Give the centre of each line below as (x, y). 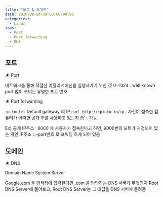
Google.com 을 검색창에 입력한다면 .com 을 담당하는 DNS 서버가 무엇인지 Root (82, 183)
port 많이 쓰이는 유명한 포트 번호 (36, 91)
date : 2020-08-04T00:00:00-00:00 (40, 14)
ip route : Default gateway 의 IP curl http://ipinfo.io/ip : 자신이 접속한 (79, 111)
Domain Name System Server (35, 173)
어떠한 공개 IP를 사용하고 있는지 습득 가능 (58, 117)
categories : (17, 19)
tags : (11, 28)
